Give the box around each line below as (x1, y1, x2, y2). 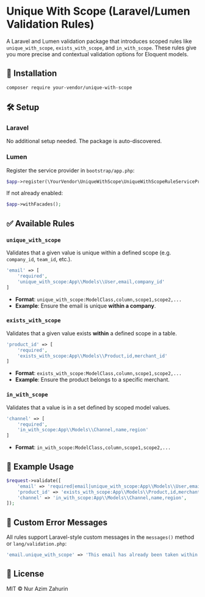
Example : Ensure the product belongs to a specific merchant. (15, 376, 170, 384)
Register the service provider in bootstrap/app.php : (6, 166, 135, 174)
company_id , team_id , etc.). (6, 256, 72, 263)
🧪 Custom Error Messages (6, 517, 108, 527)
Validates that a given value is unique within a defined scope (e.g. (6, 249, 171, 256)
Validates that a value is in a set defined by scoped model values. (6, 404, 171, 411)
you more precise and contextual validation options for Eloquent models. (6, 50, 189, 57)
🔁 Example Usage (6, 461, 74, 472)
